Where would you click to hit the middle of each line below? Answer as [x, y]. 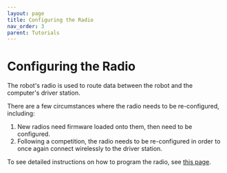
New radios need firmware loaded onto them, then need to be [105, 127]
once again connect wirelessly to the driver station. [90, 149]
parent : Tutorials [33, 33]
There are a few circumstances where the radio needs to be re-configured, [113, 106]
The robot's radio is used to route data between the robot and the [100, 86]
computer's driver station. [44, 93]
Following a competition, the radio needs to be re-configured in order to [119, 141]
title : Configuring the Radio [51, 20]
